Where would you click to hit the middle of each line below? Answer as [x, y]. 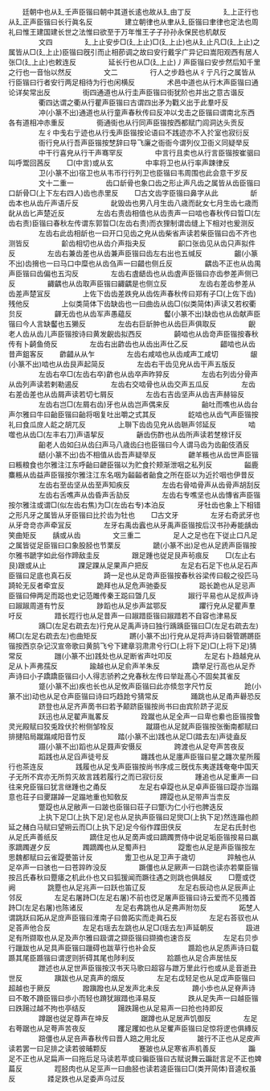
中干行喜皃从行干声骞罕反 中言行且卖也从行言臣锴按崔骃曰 [149, 153]
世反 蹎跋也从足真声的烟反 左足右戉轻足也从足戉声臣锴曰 [132, 978]
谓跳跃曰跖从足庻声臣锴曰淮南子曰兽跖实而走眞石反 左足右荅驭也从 [133, 917]
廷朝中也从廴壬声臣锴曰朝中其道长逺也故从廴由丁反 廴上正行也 [140, 12]
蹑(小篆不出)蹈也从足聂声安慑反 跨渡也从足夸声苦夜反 [141, 746]
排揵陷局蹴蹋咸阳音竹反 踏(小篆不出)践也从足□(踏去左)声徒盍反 [128, 736]
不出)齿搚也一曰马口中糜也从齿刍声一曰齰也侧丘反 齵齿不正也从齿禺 [135, 263]
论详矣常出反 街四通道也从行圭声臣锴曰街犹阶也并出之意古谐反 [127, 92]
